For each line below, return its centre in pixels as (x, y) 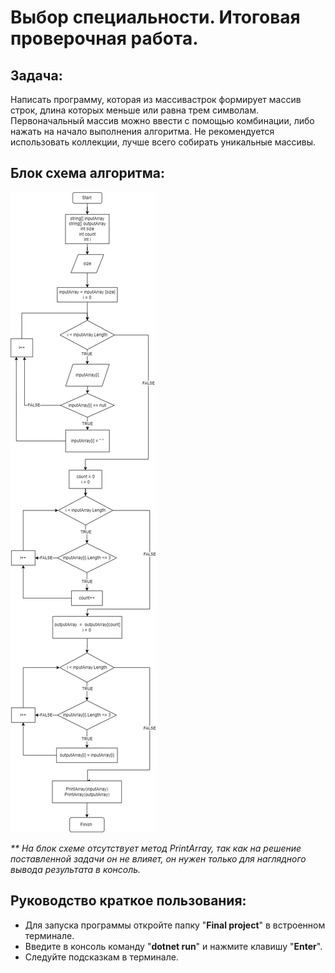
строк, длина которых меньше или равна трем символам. (134, 110)
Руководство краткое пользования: (128, 901)
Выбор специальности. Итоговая (155, 17)
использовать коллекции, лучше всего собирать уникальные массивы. (163, 142)
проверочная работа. (104, 38)
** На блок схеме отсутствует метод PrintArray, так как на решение (156, 848)
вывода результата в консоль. (76, 869)
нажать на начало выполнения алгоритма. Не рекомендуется (142, 131)
